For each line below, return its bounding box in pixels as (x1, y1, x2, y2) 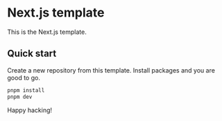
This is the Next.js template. (7, 28, 87, 36)
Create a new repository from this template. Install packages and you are (7, 66, 215, 74)
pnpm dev (7, 93, 33, 100)
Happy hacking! (7, 106, 53, 114)
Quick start (7, 48, 57, 59)
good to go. (7, 73, 40, 82)
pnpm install (7, 86, 45, 94)
